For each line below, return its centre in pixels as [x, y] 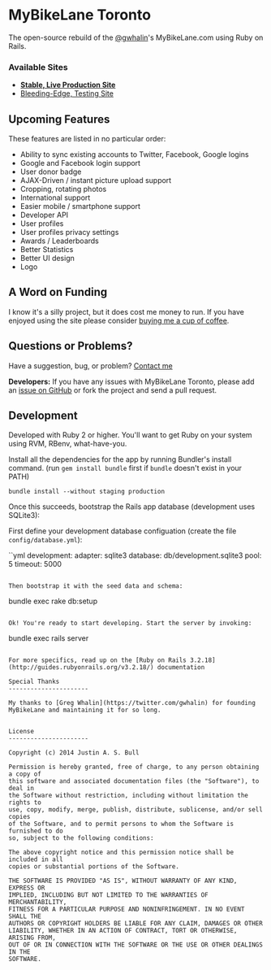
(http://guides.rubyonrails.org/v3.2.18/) [81, 668]
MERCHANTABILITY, [38, 903]
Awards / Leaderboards [60, 241]
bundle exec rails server [49, 638]
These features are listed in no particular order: [87, 139]
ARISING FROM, [32, 938]
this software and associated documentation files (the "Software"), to [134, 781]
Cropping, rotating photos [63, 189]
